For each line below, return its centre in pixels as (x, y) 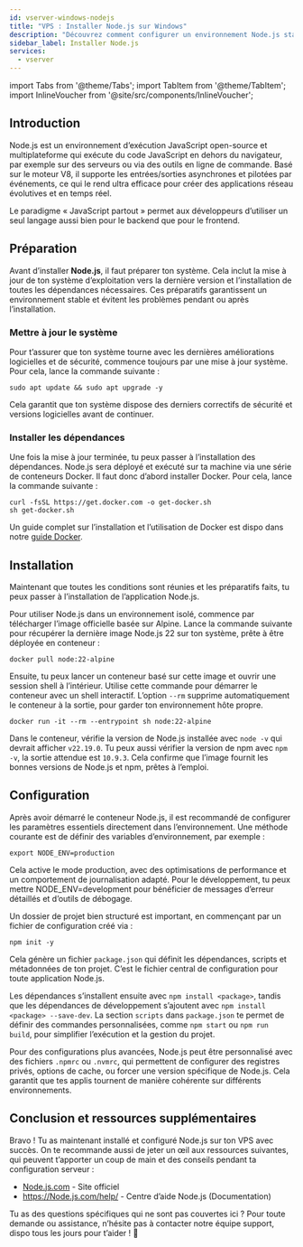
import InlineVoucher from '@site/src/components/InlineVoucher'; (132, 95)
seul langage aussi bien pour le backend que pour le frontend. (125, 220)
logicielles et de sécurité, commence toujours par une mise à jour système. (149, 361)
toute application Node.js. (57, 978)
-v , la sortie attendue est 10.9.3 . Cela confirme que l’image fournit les (139, 758)
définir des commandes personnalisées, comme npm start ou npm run (139, 1024)
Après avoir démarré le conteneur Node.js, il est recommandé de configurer (150, 817)
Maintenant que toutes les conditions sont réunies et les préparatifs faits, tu (150, 587)
